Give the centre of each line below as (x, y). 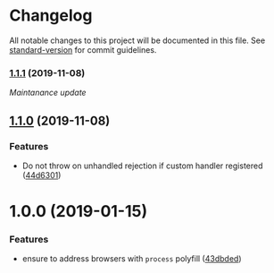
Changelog (51, 16)
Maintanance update (48, 93)
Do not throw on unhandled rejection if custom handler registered (142, 166)
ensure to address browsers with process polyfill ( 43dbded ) (132, 259)
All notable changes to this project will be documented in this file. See (137, 40)
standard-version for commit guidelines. (83, 49)
